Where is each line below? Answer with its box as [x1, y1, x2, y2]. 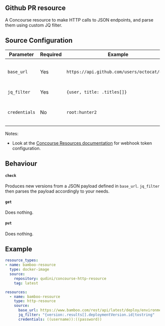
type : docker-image [9, 267, 50, 272]
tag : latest [14, 280, 38, 286]
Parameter [9, 51, 34, 58]
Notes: [5, 130, 19, 136]
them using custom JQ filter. [5, 22, 62, 28]
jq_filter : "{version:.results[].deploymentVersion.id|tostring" [18, 312, 155, 318]
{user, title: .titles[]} [66, 89, 127, 95]
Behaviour [5, 159, 38, 168]
